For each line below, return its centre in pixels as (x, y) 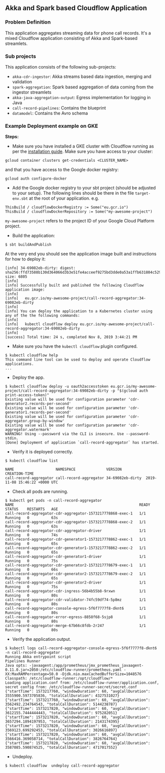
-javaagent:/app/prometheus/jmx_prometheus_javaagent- (86, 665)
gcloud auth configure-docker (36, 179)
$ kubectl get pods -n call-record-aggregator (54, 501)
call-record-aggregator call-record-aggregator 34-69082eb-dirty (73, 478)
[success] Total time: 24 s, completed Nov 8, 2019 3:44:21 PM (71, 337)
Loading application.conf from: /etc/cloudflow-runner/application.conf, (82, 683)
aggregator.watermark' (28, 430)
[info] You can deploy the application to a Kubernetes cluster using (79, 311)
